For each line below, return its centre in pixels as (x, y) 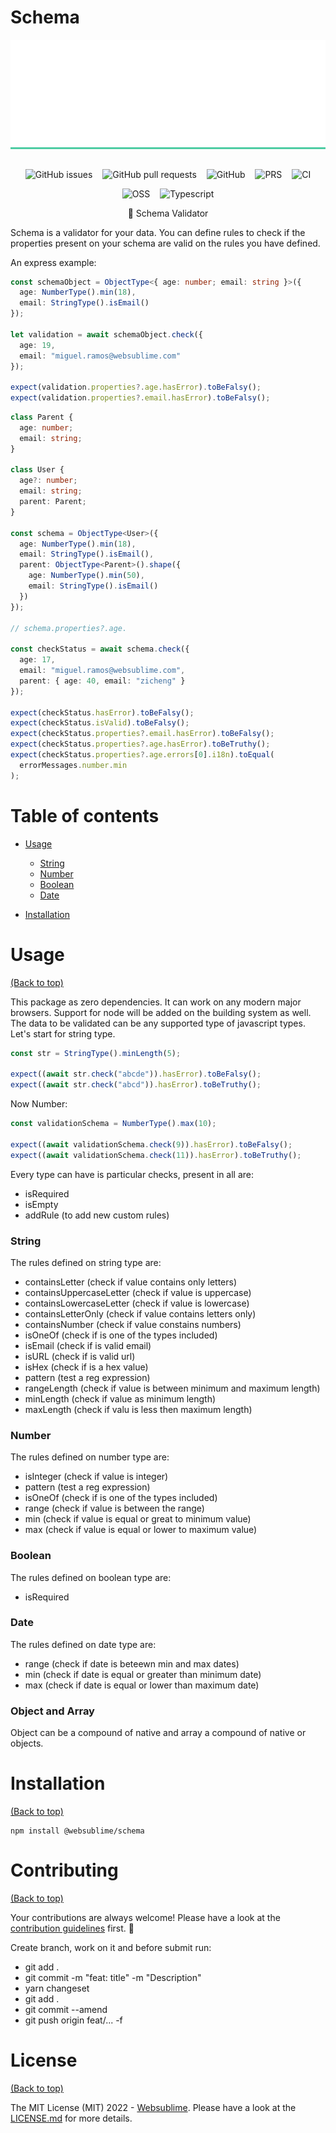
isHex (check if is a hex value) (86, 1367)
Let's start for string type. (63, 1033)
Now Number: (39, 1104)
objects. (27, 1743)
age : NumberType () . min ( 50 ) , (86, 576)
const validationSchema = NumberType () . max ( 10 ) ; (113, 1124)
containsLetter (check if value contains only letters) (131, 1282)
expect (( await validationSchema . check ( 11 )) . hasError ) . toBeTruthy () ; (156, 1155)
